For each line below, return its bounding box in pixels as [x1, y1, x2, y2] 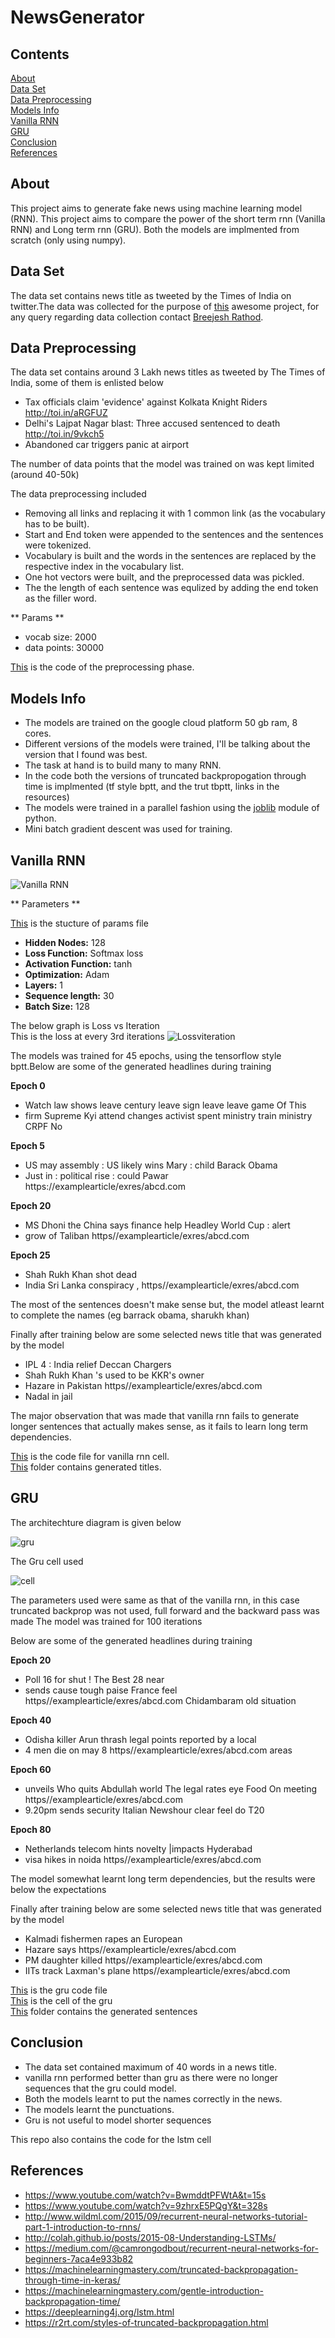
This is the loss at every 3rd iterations [10, 1031, 165, 1043]
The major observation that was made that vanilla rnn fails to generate [10, 1410, 300, 1422]
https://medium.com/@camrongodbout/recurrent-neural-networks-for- [24, 2242, 319, 2254]
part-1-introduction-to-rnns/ [24, 2221, 142, 2233]
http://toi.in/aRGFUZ [24, 407, 108, 419]
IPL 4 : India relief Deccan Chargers [24, 1359, 172, 1371]
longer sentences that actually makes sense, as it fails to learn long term [10, 1421, 308, 1433]
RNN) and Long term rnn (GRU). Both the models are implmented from [10, 223, 300, 235]
